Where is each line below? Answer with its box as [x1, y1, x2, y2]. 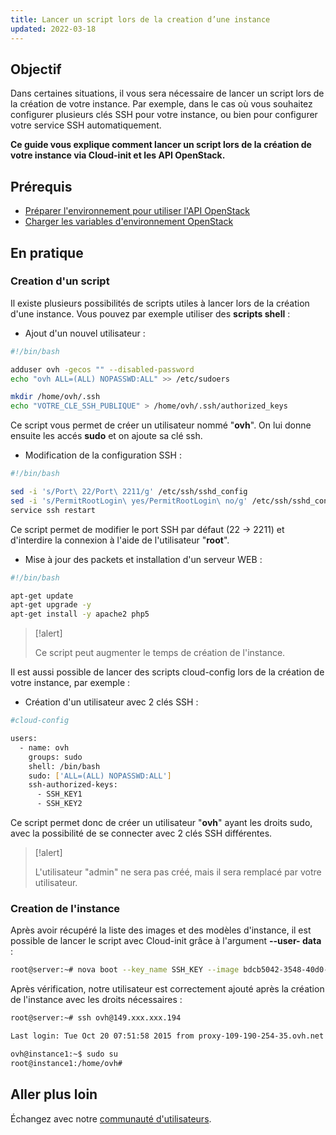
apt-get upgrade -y [10, 600, 92, 610]
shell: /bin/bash [28, 761, 101, 771]
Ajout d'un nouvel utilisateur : [24, 327, 146, 339]
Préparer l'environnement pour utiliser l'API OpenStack [24, 205, 251, 217]
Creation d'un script [10, 274, 110, 288]
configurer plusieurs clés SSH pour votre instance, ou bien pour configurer [10, 109, 318, 121]
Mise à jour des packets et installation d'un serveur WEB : [24, 553, 263, 565]
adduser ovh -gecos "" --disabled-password [10, 364, 195, 375]
